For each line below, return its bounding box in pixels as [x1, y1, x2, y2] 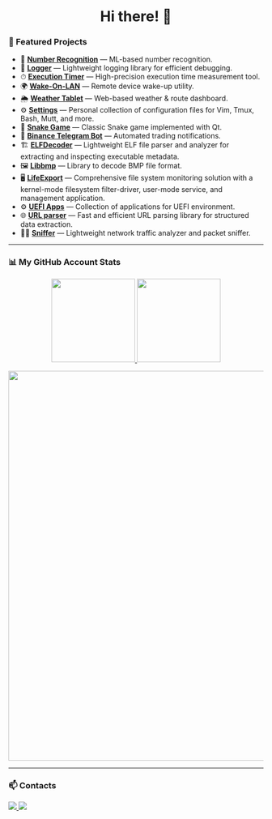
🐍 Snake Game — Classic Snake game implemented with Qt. [19, 122, 223, 132]
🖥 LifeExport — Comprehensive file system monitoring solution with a [19, 173, 253, 183]
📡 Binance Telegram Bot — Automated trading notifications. [19, 131, 221, 141]
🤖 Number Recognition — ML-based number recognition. [19, 54, 213, 64]
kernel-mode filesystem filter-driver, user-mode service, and [19, 185, 223, 194]
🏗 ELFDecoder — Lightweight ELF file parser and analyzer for [19, 140, 229, 150]
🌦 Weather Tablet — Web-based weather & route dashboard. [19, 93, 228, 104]
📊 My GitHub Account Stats [8, 257, 121, 268]
